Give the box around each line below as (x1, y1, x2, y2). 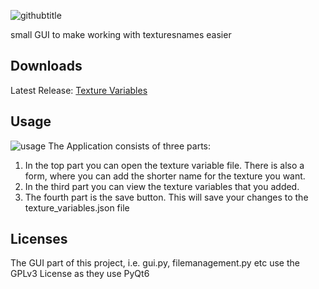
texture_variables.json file (24, 201, 130, 214)
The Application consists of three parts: (48, 140, 211, 152)
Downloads (10, 58, 83, 75)
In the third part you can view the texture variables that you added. (24, 180, 300, 192)
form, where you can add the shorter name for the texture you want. (24, 170, 306, 182)
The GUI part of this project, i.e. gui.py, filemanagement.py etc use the (10, 257, 300, 269)
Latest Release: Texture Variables (10, 84, 148, 96)
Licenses (10, 231, 68, 248)
